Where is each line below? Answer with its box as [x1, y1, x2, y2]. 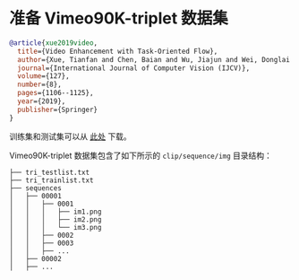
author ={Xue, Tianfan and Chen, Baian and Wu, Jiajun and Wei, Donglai [17, 55, 291, 64]
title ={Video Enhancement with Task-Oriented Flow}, [17, 47, 218, 56]
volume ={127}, [17, 72, 70, 81]
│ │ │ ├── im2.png [9, 214, 102, 224]
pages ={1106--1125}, [17, 89, 94, 98]
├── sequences [9, 183, 63, 193]
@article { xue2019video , [9, 38, 98, 48]
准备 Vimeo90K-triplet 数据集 [9, 8, 228, 29]
